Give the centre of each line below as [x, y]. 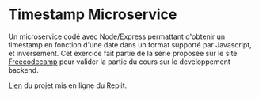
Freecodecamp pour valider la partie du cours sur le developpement [120, 62]
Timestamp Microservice [93, 15]
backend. [23, 70]
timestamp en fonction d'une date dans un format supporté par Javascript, [130, 44]
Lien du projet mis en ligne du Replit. [68, 85]
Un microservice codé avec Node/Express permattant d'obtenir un [117, 36]
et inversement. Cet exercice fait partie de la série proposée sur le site [123, 53]
